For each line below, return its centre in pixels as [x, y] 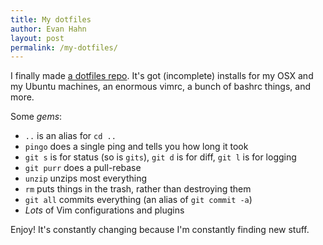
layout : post [37, 38]
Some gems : [36, 117]
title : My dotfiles [51, 19]
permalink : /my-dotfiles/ [64, 47]
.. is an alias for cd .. [70, 136]
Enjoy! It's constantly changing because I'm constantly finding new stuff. [160, 230]
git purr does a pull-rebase [83, 168]
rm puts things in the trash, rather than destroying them [138, 189]
